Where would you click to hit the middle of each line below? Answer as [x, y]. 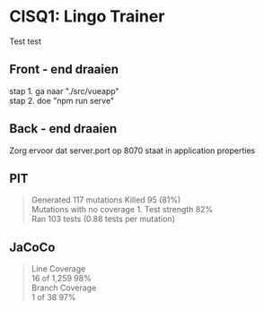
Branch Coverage [64, 288]
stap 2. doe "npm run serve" [62, 100]
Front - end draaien [64, 69]
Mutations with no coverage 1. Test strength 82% [122, 210]
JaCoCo [32, 247]
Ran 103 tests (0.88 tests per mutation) [103, 219]
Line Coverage [58, 269]
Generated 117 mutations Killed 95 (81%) [106, 200]
